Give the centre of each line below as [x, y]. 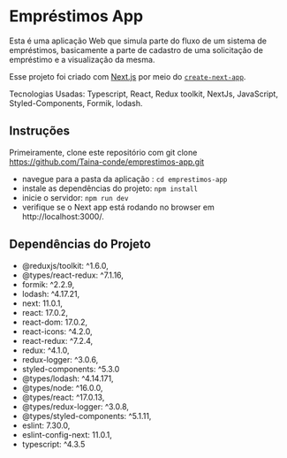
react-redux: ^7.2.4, [57, 340]
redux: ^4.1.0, [45, 350]
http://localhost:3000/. [63, 216]
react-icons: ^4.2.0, [57, 331]
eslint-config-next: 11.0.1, [67, 434]
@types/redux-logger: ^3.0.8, [76, 406]
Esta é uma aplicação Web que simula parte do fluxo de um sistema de [138, 41]
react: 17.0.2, [45, 312]
